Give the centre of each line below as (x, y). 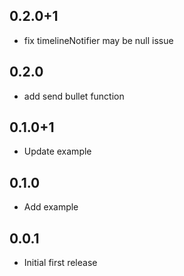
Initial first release (60, 263)
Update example (57, 151)
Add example (51, 207)
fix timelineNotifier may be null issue (98, 40)
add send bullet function (74, 96)
